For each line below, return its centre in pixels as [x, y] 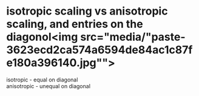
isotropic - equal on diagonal [42, 80]
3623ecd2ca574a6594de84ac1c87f [99, 50]
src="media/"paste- [133, 37]
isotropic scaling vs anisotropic [87, 11]
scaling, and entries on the [75, 24]
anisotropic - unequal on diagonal [49, 86]
